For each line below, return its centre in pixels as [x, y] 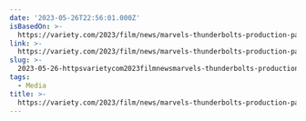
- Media [32, 86]
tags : [20, 77]
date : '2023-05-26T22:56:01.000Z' [75, 18]
